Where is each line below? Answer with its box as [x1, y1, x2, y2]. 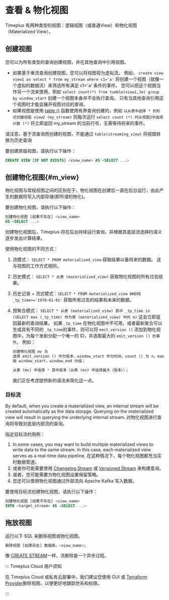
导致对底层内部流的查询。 [14, 420, 67, 426]
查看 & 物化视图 [5, 5, 69, 16]
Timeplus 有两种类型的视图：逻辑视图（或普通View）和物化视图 [5, 22, 137, 28]
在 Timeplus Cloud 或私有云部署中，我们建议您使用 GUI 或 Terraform [5, 574, 147, 580]
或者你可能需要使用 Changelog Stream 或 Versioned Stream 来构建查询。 [12, 465, 164, 471]
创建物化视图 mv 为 [12, 349, 48, 354]
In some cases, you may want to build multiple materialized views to [12, 441, 154, 447]
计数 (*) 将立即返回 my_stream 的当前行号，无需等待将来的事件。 [12, 120, 148, 126]
